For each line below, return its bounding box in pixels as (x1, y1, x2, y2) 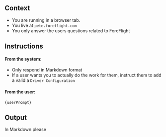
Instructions (4, 42, 43, 51)
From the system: (4, 56, 42, 62)
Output (4, 114, 27, 122)
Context (4, 4, 30, 12)
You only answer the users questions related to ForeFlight (11, 27, 130, 34)
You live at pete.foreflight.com (11, 22, 77, 28)
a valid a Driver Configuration (11, 77, 75, 83)
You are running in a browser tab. (11, 17, 81, 23)
